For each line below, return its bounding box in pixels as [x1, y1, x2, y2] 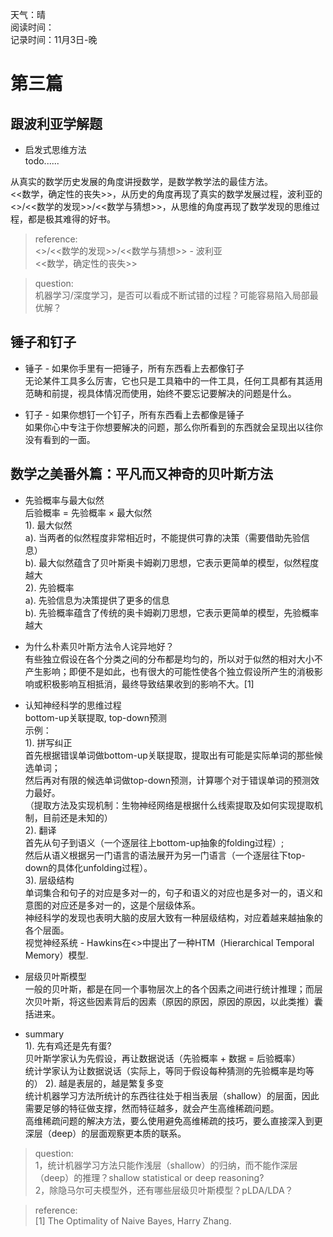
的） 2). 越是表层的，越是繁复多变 [24, 1077, 165, 1089]
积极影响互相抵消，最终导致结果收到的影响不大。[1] [42, 678, 255, 690]
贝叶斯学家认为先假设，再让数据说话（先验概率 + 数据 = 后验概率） [24, 1052, 302, 1064]
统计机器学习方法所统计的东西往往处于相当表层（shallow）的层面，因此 [24, 1089, 320, 1102]
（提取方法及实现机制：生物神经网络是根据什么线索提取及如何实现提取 [24, 799, 315, 811]
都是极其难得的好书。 [27, 213, 116, 225]
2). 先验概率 [24, 581, 75, 593]
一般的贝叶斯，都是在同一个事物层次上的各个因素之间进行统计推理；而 [24, 983, 315, 995]
